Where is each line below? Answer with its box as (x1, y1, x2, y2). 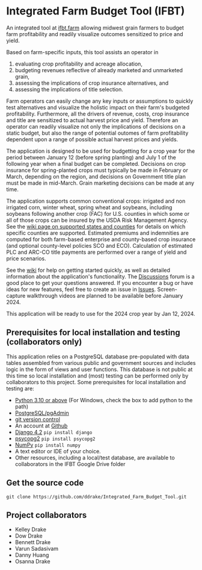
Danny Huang (14, 551, 49, 559)
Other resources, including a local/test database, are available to (14, 454, 176, 461)
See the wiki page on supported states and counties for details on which (6, 222, 186, 230)
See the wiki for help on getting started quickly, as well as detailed (6, 266, 170, 274)
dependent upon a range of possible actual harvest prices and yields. (6, 135, 179, 142)
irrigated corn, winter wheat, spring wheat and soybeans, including (6, 203, 173, 211)
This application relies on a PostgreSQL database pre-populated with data (6, 353, 189, 360)
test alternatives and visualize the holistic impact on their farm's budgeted (6, 103, 190, 111)
